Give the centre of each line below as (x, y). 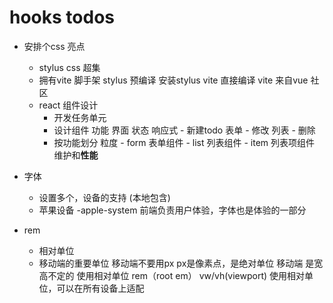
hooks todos (62, 17)
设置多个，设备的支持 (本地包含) (104, 197)
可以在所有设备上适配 (100, 288)
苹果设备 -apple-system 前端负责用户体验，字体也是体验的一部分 (172, 210)
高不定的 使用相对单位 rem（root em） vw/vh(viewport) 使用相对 (172, 275)
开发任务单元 (80, 117)
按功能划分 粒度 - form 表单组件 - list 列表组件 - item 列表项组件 (184, 142)
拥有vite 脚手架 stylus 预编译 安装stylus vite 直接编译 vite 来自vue (173, 80)
